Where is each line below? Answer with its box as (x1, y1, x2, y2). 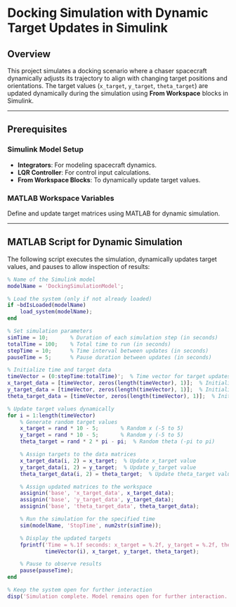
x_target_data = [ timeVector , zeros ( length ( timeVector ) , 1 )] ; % (7, 380, 203, 387)
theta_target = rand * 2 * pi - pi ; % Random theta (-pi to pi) (20, 438, 216, 445)
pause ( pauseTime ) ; (20, 567, 74, 575)
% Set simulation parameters (7, 327, 93, 335)
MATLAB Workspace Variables (7, 193, 114, 203)
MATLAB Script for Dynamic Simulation (7, 236, 183, 248)
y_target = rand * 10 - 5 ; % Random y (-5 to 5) (20, 432, 184, 439)
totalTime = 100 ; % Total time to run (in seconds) (7, 340, 171, 348)
